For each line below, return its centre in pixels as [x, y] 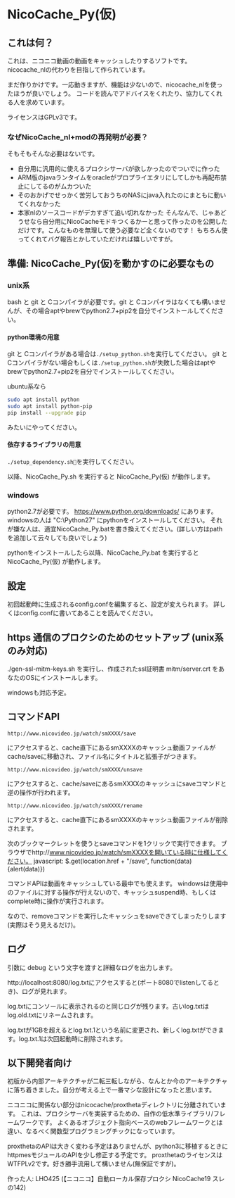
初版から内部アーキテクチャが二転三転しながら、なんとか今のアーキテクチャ [117, 1081]
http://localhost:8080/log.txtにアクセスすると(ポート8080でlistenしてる [110, 982]
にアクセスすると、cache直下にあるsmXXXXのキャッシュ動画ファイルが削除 [118, 819]
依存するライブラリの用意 [44, 445]
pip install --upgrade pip [47, 412]
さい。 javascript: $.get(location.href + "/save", [81, 861]
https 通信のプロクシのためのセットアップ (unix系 [116, 637]
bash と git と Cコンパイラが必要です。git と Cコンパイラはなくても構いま [114, 302]
